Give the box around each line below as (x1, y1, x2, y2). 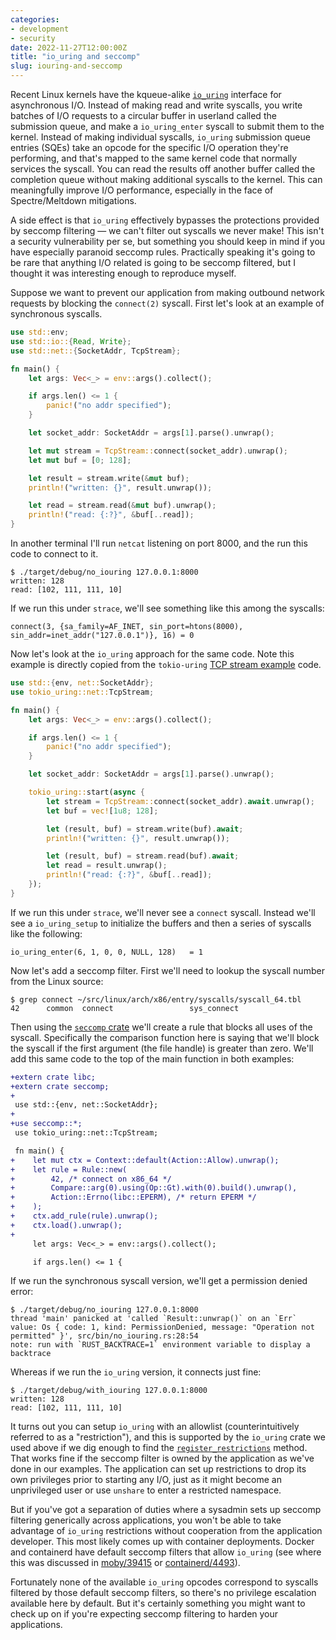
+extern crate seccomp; (10, 1081, 110, 1091)
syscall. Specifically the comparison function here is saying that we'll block (10, 1031, 320, 1043)
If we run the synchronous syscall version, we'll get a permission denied (10, 1275, 308, 1287)
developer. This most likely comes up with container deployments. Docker (10, 1536, 315, 1548)
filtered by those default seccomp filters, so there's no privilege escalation (10, 1587, 317, 1599)
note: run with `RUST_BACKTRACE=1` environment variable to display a (10, 1340, 311, 1350)
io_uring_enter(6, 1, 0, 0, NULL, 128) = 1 (10, 947, 203, 957)
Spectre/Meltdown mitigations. (10, 195, 137, 206)
